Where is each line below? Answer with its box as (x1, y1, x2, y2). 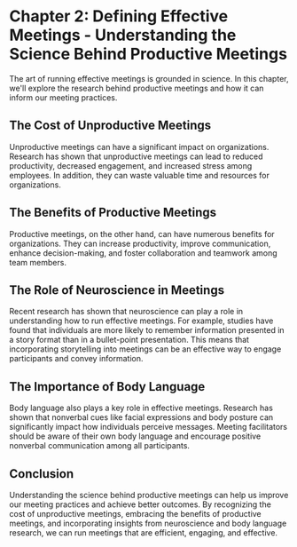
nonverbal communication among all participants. (9, 440, 191, 451)
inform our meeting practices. (9, 91, 118, 103)
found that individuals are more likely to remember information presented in (9, 325, 285, 336)
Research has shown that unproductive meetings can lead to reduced (9, 151, 263, 162)
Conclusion (9, 466, 74, 481)
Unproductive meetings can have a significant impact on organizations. (9, 141, 270, 152)
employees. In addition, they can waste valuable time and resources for (9, 170, 270, 180)
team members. (9, 257, 66, 267)
